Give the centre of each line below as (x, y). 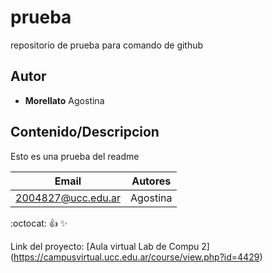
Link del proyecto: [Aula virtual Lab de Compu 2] (110, 246)
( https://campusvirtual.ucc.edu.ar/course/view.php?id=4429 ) (136, 257)
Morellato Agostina (64, 100)
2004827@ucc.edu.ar (68, 198)
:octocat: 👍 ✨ (39, 223)
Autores (151, 181)
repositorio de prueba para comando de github (107, 45)
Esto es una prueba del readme (75, 156)
